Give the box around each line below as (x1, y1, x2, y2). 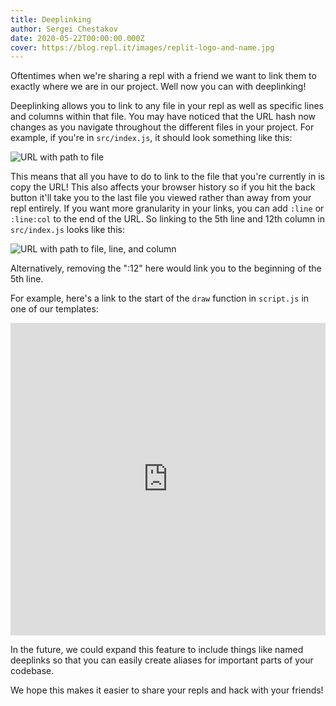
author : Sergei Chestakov (10, 24, 118, 34)
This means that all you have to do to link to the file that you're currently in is (10, 171, 325, 183)
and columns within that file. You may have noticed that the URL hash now (10, 111, 316, 123)
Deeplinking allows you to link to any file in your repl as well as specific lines (10, 100, 324, 112)
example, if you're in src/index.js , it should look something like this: (10, 132, 293, 144)
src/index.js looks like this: (10, 224, 125, 236)
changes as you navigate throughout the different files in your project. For (10, 121, 315, 133)
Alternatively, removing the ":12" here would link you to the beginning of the (10, 262, 322, 275)
